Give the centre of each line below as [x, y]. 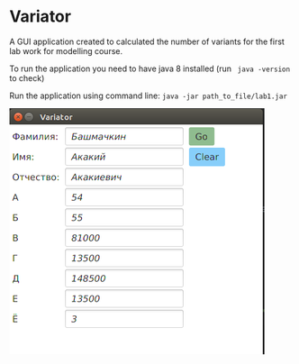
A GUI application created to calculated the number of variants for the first [147, 41]
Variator [41, 17]
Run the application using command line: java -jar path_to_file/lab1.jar [149, 96]
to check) [27, 77]
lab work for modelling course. [66, 50]
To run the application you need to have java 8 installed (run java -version [150, 68]
